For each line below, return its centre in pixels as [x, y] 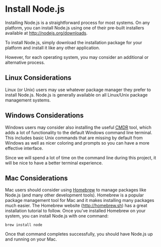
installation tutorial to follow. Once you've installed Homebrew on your [75, 211]
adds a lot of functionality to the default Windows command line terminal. [79, 132]
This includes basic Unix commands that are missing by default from [74, 138]
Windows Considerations [44, 115]
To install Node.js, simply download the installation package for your [74, 42]
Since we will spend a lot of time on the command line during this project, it [80, 157]
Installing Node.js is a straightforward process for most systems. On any [78, 23]
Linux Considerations [38, 78]
